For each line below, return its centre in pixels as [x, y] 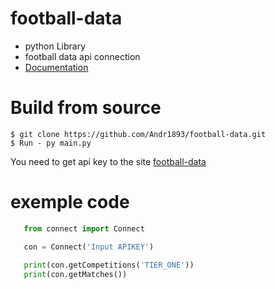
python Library [55, 46]
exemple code [70, 202]
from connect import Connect [84, 228]
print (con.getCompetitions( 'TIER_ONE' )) [109, 265]
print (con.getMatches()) [75, 275]
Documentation [56, 67]
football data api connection [82, 56]
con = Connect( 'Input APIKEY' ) [89, 247]
